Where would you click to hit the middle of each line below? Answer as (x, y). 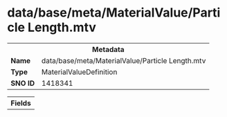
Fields (21, 103)
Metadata (108, 49)
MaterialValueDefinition (79, 72)
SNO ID (23, 83)
